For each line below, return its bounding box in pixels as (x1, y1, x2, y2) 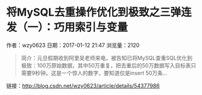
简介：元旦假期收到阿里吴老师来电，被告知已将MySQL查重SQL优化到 (21, 54, 193, 61)
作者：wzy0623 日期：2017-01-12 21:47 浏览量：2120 (6, 41, 140, 49)
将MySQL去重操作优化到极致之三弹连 (6, 5, 192, 19)
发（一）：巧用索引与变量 (6, 20, 128, 34)
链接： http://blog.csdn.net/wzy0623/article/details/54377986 (6, 82, 160, 89)
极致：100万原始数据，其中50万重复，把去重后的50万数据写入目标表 (21, 61, 191, 69)
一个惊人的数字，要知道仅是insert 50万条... (61, 69, 168, 76)
